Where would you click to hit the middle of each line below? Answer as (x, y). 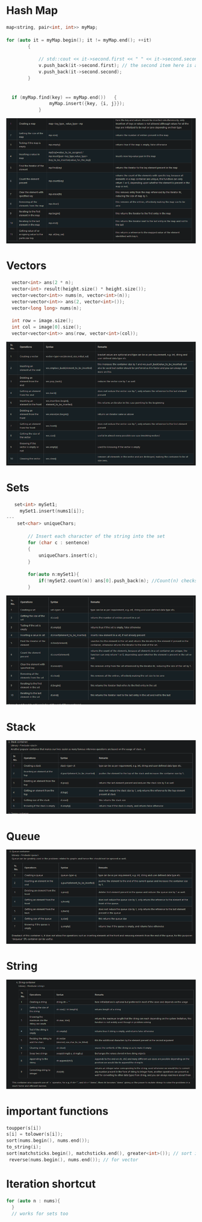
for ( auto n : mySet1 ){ (54, 575)
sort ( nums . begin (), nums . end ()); (48, 1141)
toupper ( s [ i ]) (24, 1128)
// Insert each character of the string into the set (96, 537)
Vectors (26, 266)
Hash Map (32, 11)
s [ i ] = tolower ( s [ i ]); (35, 1135)
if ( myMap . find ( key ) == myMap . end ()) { (64, 97)
